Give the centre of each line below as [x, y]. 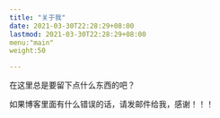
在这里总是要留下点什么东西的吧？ [72, 85]
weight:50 [28, 51]
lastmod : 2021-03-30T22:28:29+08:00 [78, 34]
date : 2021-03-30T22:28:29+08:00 [72, 26]
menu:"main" [31, 42]
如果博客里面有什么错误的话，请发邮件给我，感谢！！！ [111, 105]
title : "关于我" [38, 17]
